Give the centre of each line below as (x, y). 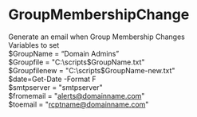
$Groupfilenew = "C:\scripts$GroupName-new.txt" (92, 70)
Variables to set (34, 45)
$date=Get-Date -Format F (53, 79)
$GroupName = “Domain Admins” (64, 53)
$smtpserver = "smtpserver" (55, 87)
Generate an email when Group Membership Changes (97, 37)
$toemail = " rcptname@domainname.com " (79, 104)
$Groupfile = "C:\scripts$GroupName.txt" (77, 62)
